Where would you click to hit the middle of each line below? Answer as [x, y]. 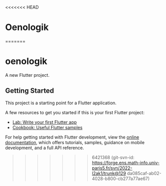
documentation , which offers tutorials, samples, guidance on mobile [75, 142]
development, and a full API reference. [45, 148]
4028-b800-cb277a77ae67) [121, 179]
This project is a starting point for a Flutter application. [61, 103]
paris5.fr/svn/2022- [112, 168]
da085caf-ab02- [144, 173]
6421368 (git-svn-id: [113, 157]
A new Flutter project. [27, 75]
